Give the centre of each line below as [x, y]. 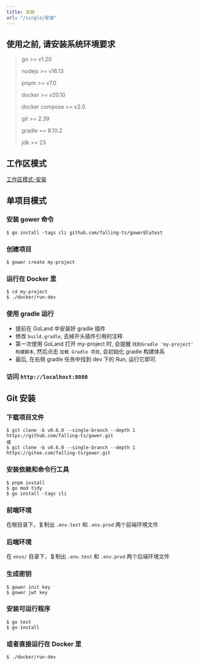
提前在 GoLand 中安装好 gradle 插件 [60, 328]
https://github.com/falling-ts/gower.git [60, 436]
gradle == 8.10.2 [42, 131]
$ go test [19, 622]
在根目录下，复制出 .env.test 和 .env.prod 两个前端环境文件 [82, 524]
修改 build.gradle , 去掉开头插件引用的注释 [69, 336]
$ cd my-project [27, 292]
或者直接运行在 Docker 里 [44, 644]
